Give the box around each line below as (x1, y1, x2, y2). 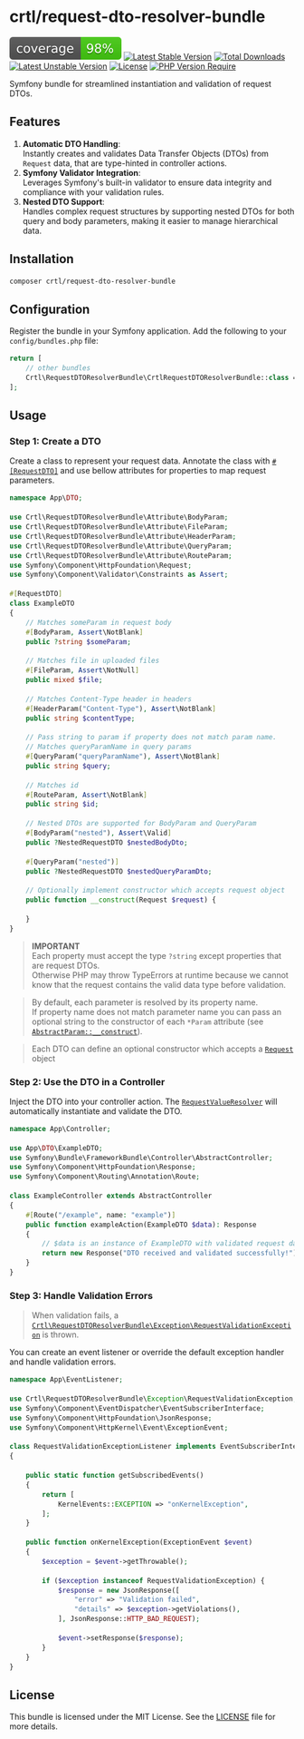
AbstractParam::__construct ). (31, 1025, 143, 1036)
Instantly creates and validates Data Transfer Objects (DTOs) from (22, 148, 270, 159)
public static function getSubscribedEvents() (25, 1471, 204, 1480)
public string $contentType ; (25, 714, 136, 723)
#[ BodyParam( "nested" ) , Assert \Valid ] (25, 828, 172, 838)
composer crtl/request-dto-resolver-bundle (9, 277, 176, 286)
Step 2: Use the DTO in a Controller (9, 1075, 166, 1088)
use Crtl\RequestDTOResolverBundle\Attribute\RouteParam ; (9, 551, 233, 560)
